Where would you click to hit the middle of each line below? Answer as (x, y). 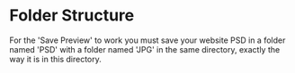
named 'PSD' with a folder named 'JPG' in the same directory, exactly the (145, 49)
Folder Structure (72, 16)
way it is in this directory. (55, 59)
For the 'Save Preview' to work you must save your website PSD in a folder (147, 40)
